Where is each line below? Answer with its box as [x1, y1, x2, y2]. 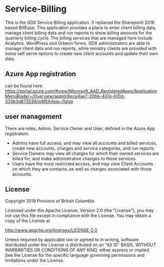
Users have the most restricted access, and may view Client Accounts [12, 161, 153, 167]
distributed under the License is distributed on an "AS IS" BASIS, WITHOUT [5, 242, 156, 248]
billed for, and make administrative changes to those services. [12, 155, 137, 161]
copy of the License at [5, 218, 50, 224]
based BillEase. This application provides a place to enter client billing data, [5, 24, 157, 30]
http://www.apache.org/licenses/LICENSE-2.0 [5, 228, 98, 233]
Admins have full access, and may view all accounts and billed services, [12, 140, 157, 146]
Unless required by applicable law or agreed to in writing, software [5, 237, 139, 243]
